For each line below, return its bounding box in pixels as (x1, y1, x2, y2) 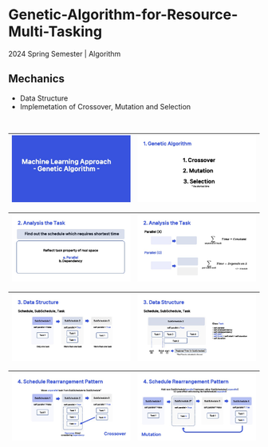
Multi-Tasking (8, 22, 102, 41)
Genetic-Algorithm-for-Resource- (8, 6, 238, 24)
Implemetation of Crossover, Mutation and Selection (19, 101, 191, 111)
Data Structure (19, 93, 69, 103)
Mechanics (8, 72, 65, 85)
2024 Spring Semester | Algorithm (8, 49, 121, 58)
